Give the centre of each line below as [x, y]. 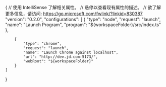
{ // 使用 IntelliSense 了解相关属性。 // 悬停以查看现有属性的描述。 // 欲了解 [83, 7]
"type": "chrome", [43, 44]
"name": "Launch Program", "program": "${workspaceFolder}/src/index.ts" [83, 25]
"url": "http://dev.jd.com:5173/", [61, 57]
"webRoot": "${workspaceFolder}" [59, 61]
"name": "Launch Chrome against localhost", [71, 52]
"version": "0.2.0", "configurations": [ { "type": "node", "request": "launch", [83, 19]
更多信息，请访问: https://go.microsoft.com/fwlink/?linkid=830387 [74, 14]
